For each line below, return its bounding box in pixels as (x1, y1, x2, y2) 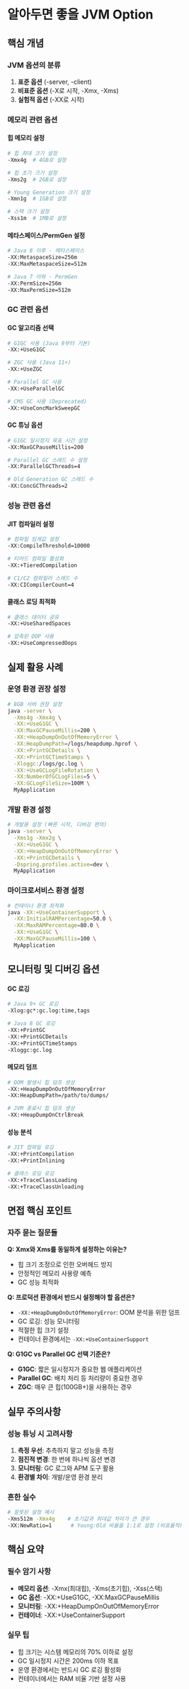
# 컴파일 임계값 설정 (7, 536, 59, 543)
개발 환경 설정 (7, 804, 52, 814)
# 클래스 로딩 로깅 (7, 1170, 55, 1177)
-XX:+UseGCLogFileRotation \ (13, 766, 100, 774)
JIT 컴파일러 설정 (7, 519, 55, 528)
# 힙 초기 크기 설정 (7, 169, 58, 176)
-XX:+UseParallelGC (7, 385, 65, 392)
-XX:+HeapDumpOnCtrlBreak (7, 1112, 84, 1119)
